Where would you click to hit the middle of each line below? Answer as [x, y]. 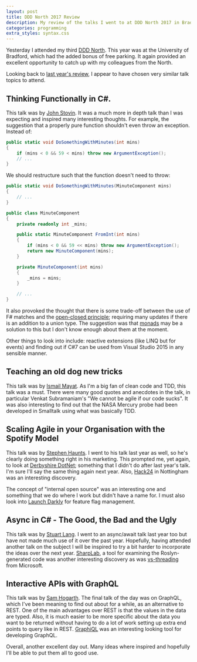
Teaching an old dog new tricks [64, 372]
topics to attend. [26, 80]
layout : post [22, 11]
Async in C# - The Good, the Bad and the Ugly [91, 520]
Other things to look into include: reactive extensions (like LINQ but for [91, 341]
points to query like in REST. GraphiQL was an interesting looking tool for [94, 629]
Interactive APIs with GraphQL [62, 584]
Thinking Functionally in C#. [59, 98]
